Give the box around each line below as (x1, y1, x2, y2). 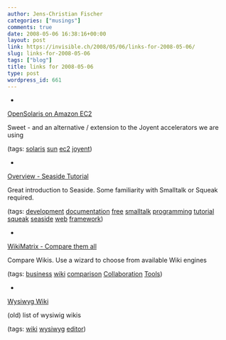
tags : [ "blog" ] (7, 57, 53, 64)
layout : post (7, 37, 46, 44)
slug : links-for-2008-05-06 (7, 50, 91, 57)
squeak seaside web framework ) (7, 214, 104, 224)
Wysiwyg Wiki (7, 297, 49, 306)
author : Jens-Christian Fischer (7, 10, 103, 18)
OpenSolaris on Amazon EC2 (7, 109, 92, 118)
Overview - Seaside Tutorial (7, 172, 89, 181)
